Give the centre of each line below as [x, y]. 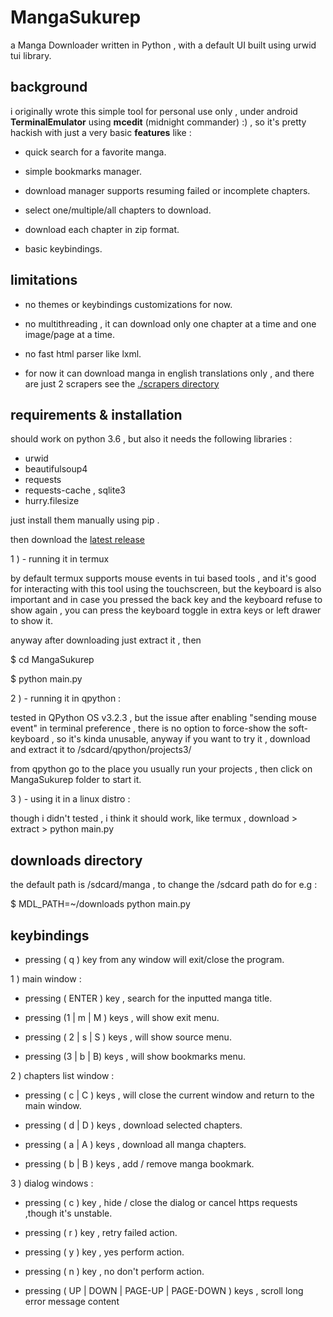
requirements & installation [96, 414]
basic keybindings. [63, 248]
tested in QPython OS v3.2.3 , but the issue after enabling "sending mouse [163, 718]
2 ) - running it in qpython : [66, 698]
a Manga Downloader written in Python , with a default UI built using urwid [163, 45]
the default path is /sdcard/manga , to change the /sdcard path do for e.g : [164, 885]
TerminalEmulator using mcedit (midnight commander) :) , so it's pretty [158, 122]
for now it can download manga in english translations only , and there [169, 373]
